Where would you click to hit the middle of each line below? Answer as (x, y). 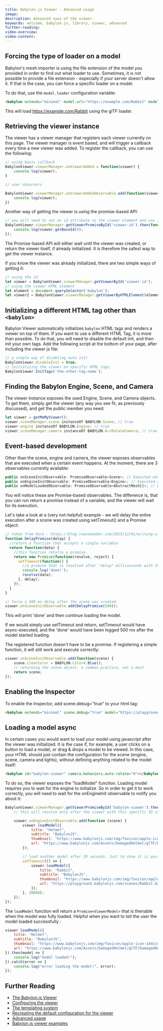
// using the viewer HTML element (40, 286)
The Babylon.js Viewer (34, 998)
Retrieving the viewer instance (52, 126)
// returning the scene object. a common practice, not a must (79, 668)
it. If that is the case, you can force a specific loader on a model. (69, 83)
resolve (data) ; (38, 575)
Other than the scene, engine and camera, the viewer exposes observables (80, 458)
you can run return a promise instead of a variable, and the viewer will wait (80, 500)
